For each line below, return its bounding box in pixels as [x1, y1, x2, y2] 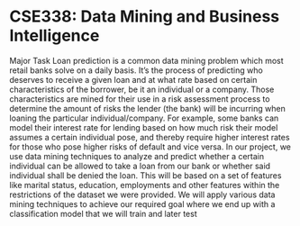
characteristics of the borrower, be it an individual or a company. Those [9, 84, 275, 95]
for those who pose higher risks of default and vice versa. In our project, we [9, 141, 291, 152]
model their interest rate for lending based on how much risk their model [9, 122, 278, 132]
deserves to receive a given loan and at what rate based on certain [9, 74, 258, 85]
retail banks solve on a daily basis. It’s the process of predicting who [9, 65, 263, 76]
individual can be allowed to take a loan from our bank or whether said [9, 160, 271, 171]
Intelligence [9, 25, 100, 46]
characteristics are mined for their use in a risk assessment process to [9, 93, 270, 104]
